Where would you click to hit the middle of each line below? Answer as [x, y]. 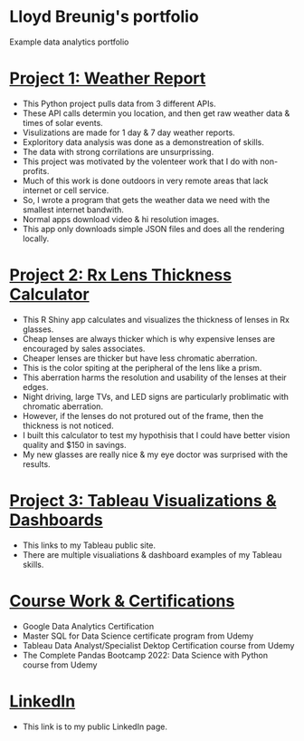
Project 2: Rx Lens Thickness [121, 275]
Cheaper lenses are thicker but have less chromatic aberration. [140, 358]
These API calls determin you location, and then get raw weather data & [156, 113]
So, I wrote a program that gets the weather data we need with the [146, 200]
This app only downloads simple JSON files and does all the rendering [153, 229]
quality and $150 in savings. [74, 444]
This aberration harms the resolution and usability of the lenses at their [154, 377]
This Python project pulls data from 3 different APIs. [119, 103]
